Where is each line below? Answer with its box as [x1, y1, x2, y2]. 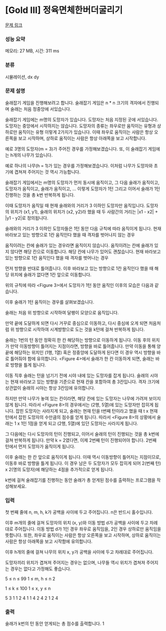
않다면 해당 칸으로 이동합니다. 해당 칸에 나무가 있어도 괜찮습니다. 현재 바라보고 [10, 249, 161, 254]
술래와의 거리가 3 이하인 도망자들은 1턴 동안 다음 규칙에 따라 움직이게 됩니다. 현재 [5, 225, 162, 232]
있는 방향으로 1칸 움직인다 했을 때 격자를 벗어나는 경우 [5, 254, 109, 260]
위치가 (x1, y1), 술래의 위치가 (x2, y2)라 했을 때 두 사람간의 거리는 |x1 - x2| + [10, 209, 158, 215]
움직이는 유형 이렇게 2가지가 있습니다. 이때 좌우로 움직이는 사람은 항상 [18, 129, 153, 135]
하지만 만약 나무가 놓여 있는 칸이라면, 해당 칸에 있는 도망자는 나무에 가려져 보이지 [5, 395, 161, 401]
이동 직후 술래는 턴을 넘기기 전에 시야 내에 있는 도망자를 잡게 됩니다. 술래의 [5, 372, 149, 379]
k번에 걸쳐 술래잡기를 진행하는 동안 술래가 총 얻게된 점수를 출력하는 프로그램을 [5, 477, 156, 483]
